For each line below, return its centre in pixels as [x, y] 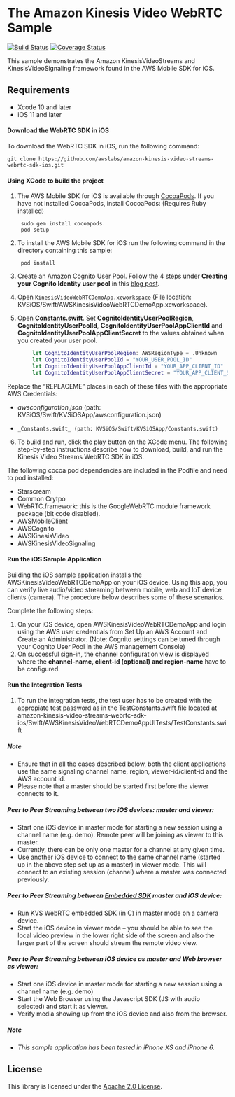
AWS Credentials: [33, 393]
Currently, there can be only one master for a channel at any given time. [121, 850]
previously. [33, 879]
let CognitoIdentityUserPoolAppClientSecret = [101, 372]
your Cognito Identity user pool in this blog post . [88, 284]
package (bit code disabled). [59, 513]
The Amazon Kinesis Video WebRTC [115, 13]
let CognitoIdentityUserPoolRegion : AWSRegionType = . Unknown [125, 354]
